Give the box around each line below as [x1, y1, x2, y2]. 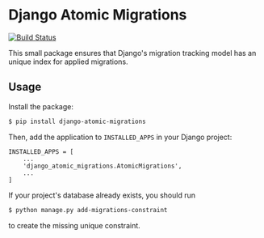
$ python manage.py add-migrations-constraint [8, 206, 168, 214]
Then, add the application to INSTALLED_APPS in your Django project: [8, 132, 233, 142]
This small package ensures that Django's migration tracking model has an [8, 48, 257, 57]
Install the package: [8, 101, 74, 111]
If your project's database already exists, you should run [8, 190, 196, 200]
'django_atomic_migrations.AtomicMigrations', [23, 162, 182, 170]
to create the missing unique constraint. [8, 220, 141, 230]
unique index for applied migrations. [8, 57, 128, 66]
